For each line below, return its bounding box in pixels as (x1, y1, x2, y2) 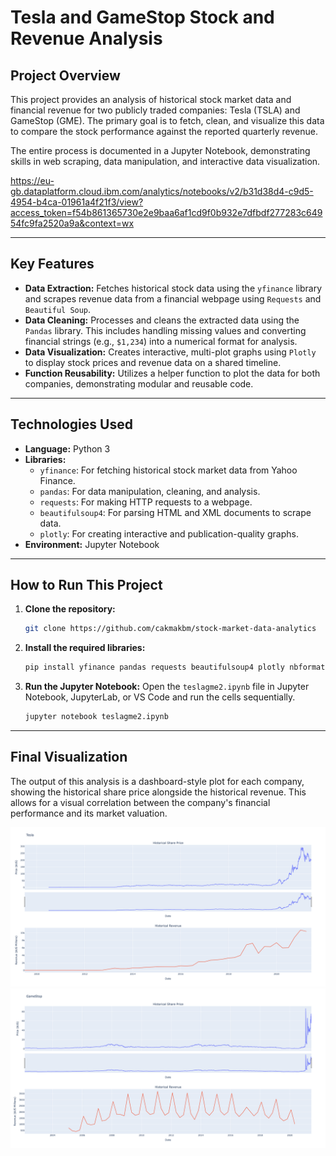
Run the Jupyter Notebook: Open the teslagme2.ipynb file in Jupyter (24, 681, 310, 693)
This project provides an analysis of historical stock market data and (10, 94, 292, 105)
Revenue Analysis (10, 27, 163, 50)
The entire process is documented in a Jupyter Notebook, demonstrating (10, 145, 311, 156)
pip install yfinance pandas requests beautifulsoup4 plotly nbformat (24, 662, 326, 673)
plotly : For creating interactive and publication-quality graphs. (39, 527, 299, 540)
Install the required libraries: (24, 642, 146, 654)
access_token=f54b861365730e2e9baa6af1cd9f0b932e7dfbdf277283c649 (10, 207, 323, 218)
